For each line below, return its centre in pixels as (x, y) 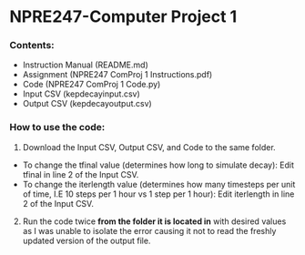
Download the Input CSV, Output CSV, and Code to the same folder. (149, 147)
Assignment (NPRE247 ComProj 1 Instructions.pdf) (117, 75)
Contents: (32, 46)
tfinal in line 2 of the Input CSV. (81, 174)
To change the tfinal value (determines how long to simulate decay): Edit (158, 165)
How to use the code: (57, 127)
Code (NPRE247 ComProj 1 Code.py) (91, 85)
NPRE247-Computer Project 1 (123, 17)
